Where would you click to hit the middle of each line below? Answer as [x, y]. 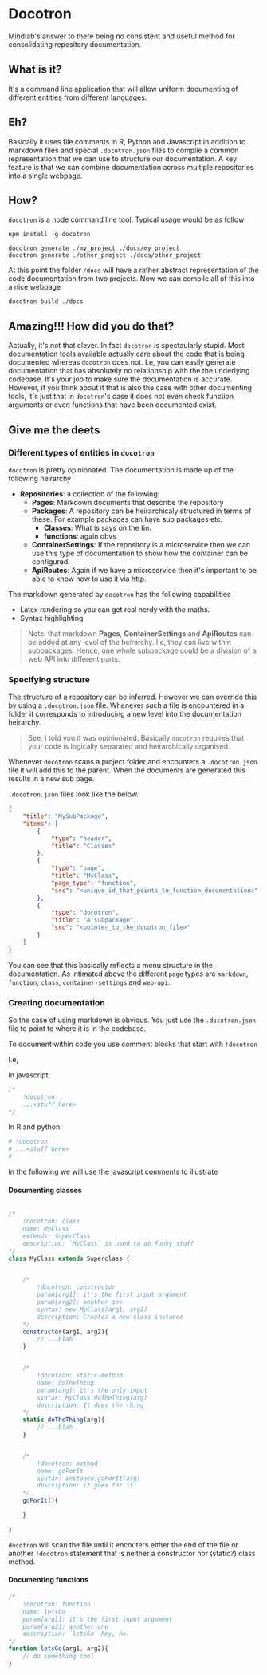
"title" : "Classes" [83, 846]
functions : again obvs [80, 536]
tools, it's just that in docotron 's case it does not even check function [121, 397]
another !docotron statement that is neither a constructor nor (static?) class [132, 1553]
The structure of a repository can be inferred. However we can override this [133, 697]
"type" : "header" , [81, 839]
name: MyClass [46, 1229]
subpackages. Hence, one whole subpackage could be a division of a [142, 650]
